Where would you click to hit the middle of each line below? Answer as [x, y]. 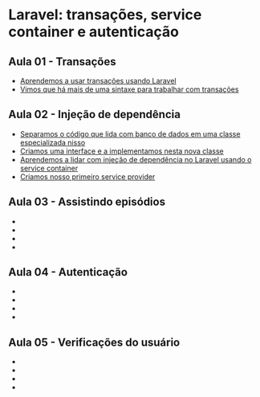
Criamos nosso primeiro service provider [87, 176]
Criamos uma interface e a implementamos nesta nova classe [122, 151]
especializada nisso [53, 142]
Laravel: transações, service [105, 15]
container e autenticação [93, 32]
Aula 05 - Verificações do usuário [94, 342]
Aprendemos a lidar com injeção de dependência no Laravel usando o [136, 159]
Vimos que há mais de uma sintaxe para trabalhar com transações [129, 89]
